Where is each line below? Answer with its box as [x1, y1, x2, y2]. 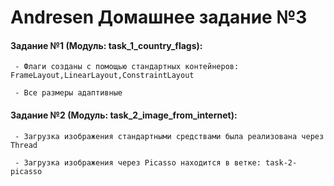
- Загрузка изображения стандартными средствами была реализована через [14, 131, 325, 141]
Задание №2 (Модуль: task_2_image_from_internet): [10, 109, 238, 121]
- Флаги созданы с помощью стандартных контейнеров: [14, 62, 240, 72]
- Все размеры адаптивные [14, 88, 123, 98]
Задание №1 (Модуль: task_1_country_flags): [10, 39, 203, 51]
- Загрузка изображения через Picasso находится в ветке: [14, 157, 262, 168]
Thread [10, 140, 38, 150]
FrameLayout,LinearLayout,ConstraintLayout [10, 71, 195, 81]
